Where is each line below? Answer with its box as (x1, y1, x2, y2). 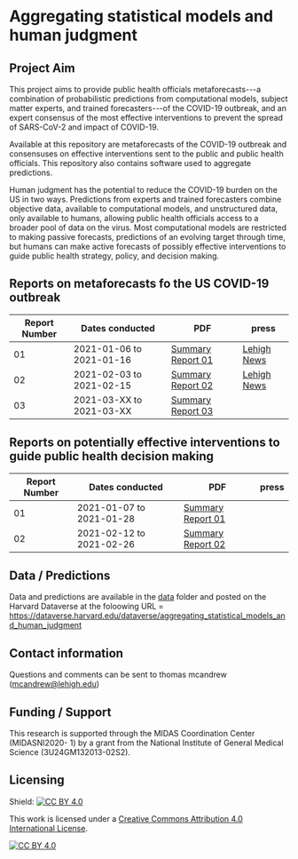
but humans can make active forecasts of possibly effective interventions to (9, 242, 286, 251)
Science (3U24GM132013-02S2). (9, 747, 131, 758)
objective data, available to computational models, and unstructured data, (9, 203, 278, 214)
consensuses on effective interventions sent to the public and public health (9, 148, 284, 159)
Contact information (9, 646, 124, 661)
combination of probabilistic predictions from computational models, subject (9, 93, 288, 104)
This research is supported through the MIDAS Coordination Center (9, 728, 255, 739)
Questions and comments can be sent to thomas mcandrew (9, 669, 228, 680)
